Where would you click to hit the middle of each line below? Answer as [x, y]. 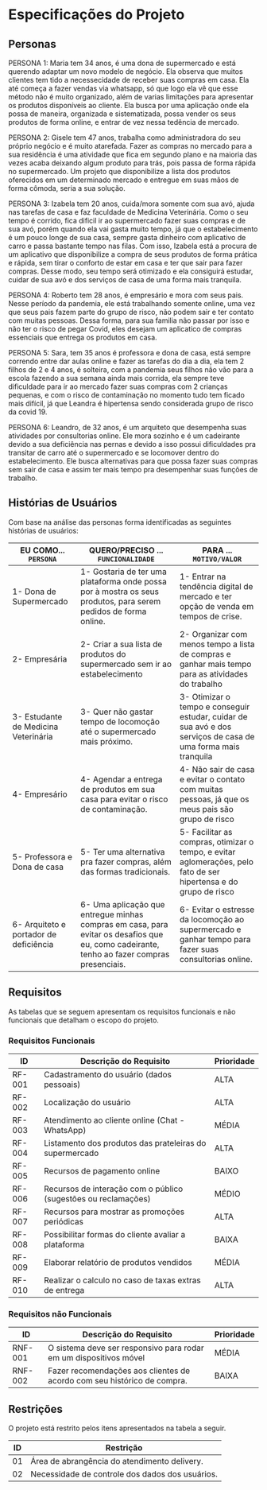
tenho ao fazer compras [125, 954]
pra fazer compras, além [126, 862]
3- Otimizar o [205, 696]
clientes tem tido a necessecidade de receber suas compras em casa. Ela [129, 80]
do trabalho [201, 684]
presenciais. [103, 964]
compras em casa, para [124, 924]
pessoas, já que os [214, 799]
